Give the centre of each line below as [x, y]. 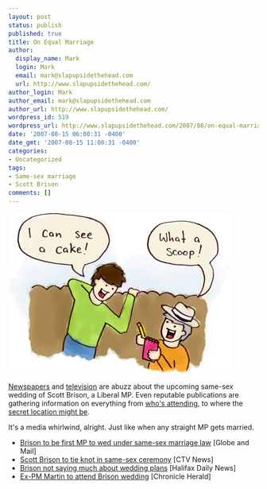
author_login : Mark [41, 92]
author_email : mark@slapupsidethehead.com [79, 101]
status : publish [35, 25]
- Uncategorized [35, 159]
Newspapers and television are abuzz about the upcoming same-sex [121, 386]
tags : [17, 168]
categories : [28, 151]
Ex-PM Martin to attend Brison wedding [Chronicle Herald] [115, 476]
